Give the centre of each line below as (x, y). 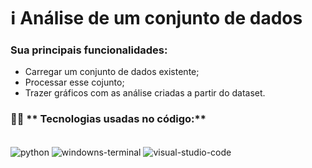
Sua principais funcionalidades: (89, 50)
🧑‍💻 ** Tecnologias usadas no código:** (108, 119)
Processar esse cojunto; (74, 82)
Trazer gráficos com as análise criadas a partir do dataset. (145, 93)
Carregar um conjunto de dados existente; (112, 72)
